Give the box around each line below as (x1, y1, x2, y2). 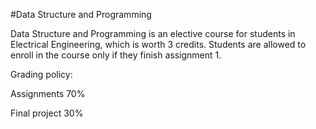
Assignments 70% (10, 88, 86, 99)
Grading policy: (10, 69, 73, 80)
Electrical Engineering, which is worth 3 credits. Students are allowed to (10, 39, 307, 50)
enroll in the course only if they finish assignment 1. (10, 49, 222, 61)
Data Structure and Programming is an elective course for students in (10, 28, 296, 39)
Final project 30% (10, 107, 84, 119)
